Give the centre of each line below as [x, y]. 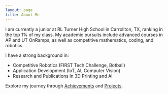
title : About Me [22, 15]
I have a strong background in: [37, 55]
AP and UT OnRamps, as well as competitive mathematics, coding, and [79, 40]
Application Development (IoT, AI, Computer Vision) [66, 70]
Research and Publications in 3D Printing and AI [62, 76]
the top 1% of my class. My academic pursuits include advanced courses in [84, 35]
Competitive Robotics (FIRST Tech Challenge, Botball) [69, 65]
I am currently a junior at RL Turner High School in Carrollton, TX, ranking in [84, 29]
